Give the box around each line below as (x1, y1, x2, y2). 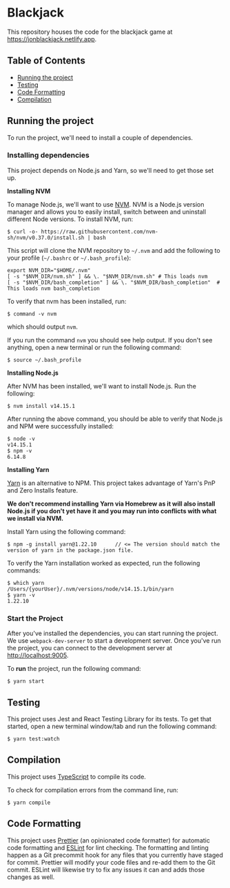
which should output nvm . (7, 322, 78, 331)
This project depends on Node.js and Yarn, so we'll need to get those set (7, 166, 214, 174)
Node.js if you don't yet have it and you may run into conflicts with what (7, 506, 217, 515)
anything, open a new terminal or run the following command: (7, 343, 182, 351)
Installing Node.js (7, 369, 59, 377)
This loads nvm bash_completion (7, 285, 100, 292)
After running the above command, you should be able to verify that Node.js (7, 415, 223, 423)
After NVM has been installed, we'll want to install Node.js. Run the (7, 382, 196, 390)
